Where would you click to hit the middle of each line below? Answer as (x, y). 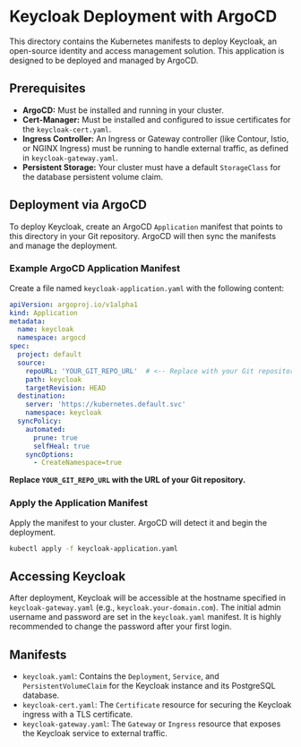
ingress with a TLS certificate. (77, 715)
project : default (50, 355)
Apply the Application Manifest (78, 503)
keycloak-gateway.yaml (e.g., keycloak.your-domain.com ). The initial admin (145, 607)
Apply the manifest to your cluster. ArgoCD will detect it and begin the (138, 522)
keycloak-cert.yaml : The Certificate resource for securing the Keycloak (157, 705)
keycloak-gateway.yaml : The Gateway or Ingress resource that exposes (151, 724)
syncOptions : (50, 454)
